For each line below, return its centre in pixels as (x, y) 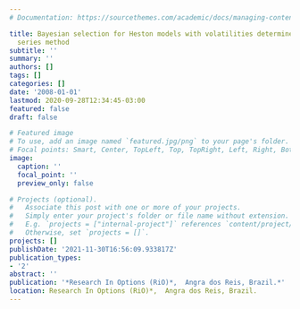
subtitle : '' (33, 50)
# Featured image (42, 133)
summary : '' (31, 59)
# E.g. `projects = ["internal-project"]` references (115, 225)
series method (43, 42)
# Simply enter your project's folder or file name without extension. (150, 216)
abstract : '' (33, 274)
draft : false (33, 117)
